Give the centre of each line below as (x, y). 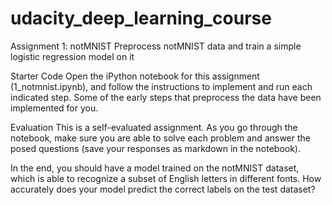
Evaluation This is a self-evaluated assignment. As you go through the (154, 127)
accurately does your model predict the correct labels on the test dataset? (163, 189)
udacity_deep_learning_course (141, 18)
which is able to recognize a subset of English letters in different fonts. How (166, 178)
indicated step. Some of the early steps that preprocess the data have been (166, 97)
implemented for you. (54, 108)
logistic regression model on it (72, 56)
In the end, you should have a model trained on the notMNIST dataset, (155, 168)
